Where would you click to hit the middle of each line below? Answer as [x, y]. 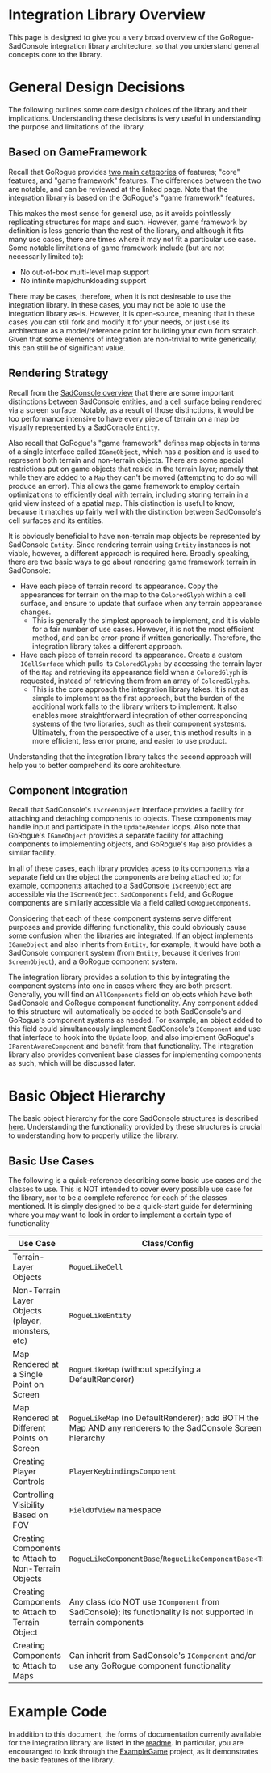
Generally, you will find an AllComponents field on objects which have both [131, 995]
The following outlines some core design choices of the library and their [128, 109]
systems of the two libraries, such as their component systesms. [139, 723]
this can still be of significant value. [67, 348]
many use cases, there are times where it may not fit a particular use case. [132, 239]
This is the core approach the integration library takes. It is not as [140, 689]
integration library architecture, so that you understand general [155, 45]
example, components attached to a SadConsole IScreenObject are [120, 886]
